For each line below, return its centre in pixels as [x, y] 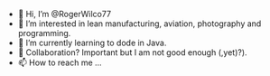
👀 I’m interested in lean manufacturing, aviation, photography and [140, 24]
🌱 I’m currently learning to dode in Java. [92, 43]
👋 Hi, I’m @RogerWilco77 [64, 14]
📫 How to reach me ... [60, 62]
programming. [44, 33]
